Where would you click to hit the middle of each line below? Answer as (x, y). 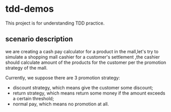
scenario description (39, 39)
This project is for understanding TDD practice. (55, 23)
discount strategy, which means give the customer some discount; (83, 87)
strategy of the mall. (26, 68)
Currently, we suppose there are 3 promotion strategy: (63, 78)
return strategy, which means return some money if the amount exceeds (89, 93)
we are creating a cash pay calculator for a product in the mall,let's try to (82, 51)
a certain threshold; (33, 98)
